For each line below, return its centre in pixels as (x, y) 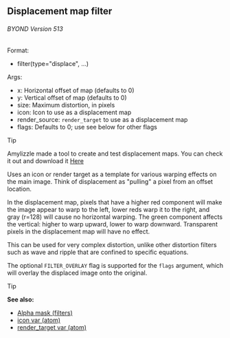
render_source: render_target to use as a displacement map (102, 119)
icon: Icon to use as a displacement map (74, 112)
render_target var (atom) (52, 327)
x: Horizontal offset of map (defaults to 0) (76, 90)
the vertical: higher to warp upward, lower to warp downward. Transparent (113, 224)
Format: (18, 50)
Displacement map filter (60, 11)
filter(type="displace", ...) (53, 63)
